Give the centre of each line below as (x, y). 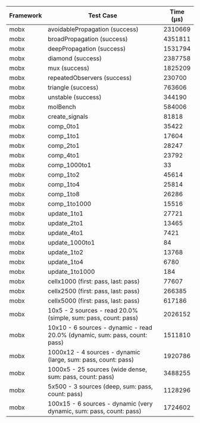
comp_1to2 (64, 175)
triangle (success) (73, 87)
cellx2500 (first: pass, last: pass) (93, 291)
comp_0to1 (64, 126)
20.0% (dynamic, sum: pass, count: (97, 335)
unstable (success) (74, 97)
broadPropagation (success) (87, 39)
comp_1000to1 (69, 165)
